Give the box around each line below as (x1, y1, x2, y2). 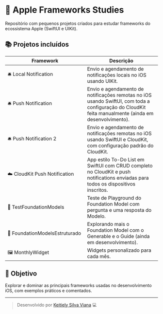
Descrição (109, 57, 133, 64)
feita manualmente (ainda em (87, 110, 154, 116)
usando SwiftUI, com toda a (87, 97, 150, 104)
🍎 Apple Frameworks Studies (5, 4, 124, 16)
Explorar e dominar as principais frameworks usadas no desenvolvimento (5, 282, 152, 288)
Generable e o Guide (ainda (87, 233, 150, 240)
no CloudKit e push (87, 168, 131, 175)
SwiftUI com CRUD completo (87, 162, 153, 169)
